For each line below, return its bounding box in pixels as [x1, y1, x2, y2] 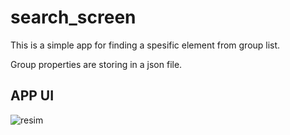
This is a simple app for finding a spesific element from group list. [10, 39, 281, 51]
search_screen [10, 6, 137, 29]
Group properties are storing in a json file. [10, 58, 183, 70]
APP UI [10, 87, 55, 105]
